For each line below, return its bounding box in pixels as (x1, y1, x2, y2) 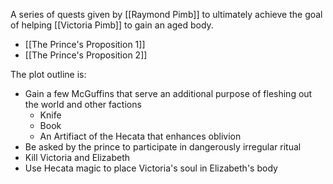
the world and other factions (24, 99, 142, 110)
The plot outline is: (10, 69, 87, 80)
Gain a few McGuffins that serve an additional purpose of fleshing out (24, 88, 313, 99)
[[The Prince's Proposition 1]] (24, 39, 146, 50)
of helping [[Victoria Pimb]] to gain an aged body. (10, 19, 214, 31)
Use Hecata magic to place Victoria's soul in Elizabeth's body (24, 162, 278, 174)
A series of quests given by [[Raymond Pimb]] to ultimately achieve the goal (10, 9, 323, 20)
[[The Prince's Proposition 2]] (24, 49, 148, 61)
